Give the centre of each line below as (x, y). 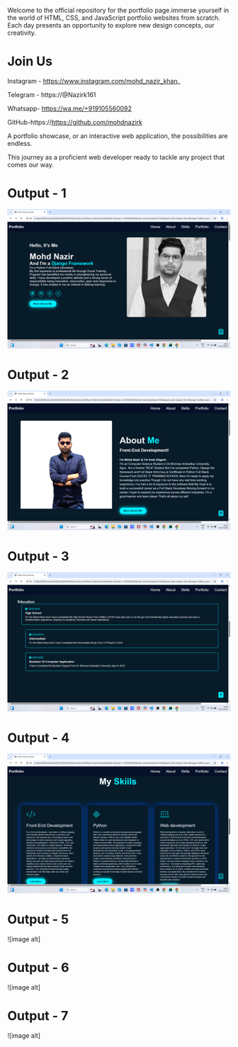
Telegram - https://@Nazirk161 (52, 94)
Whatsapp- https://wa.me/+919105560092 (70, 108)
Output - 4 (38, 738)
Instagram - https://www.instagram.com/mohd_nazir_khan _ (94, 81)
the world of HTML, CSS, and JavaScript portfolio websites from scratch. (114, 18)
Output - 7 (38, 1015)
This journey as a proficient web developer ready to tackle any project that (116, 157)
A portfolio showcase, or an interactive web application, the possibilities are (118, 136)
